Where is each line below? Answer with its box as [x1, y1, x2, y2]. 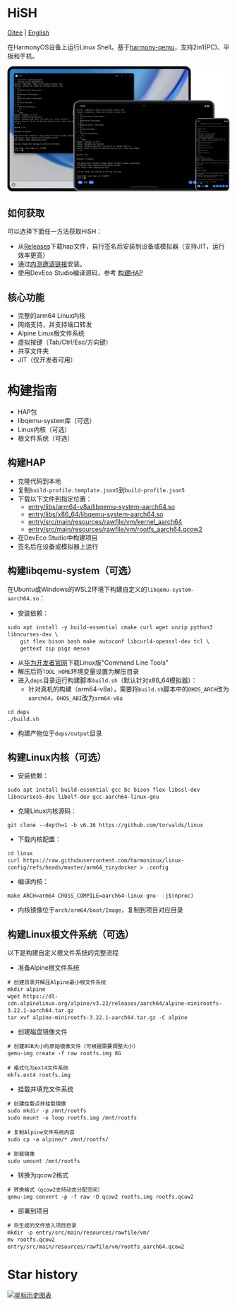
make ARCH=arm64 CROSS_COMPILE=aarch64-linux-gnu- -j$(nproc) [7, 892, 194, 900]
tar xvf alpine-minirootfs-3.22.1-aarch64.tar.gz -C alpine [7, 1014, 188, 1021]
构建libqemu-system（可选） [7, 565, 137, 577]
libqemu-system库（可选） [17, 417, 96, 425]
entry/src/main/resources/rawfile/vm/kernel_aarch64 [28, 517, 183, 526]
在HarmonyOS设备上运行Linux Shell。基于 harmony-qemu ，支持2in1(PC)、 [7, 42, 224, 51]
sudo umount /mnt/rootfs [7, 1158, 80, 1165]
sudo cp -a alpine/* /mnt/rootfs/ [7, 1136, 109, 1144]
